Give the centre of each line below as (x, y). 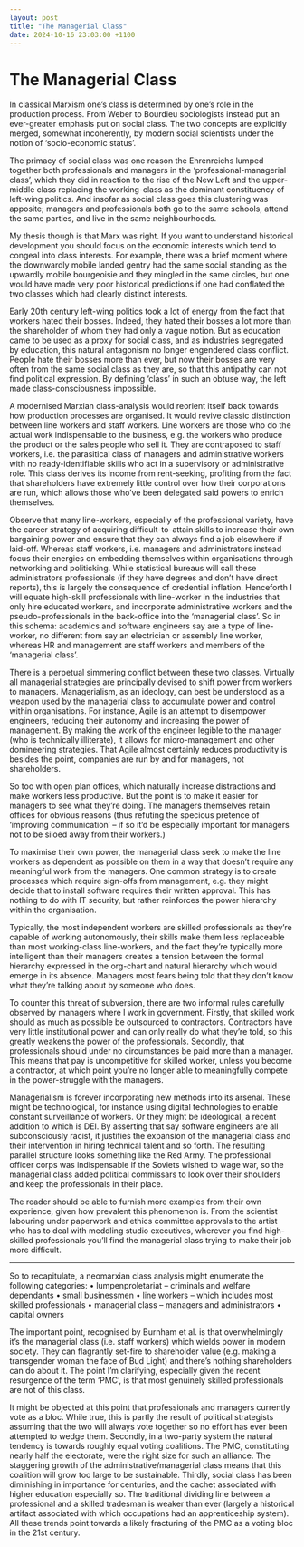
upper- (275, 180)
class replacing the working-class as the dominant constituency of (161, 190)
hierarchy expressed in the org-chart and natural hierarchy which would (143, 966)
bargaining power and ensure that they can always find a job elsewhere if (146, 540)
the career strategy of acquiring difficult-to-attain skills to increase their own (152, 530)
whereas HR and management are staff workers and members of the (137, 646)
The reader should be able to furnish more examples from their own (136, 1202)
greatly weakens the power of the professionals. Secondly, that (127, 1041)
